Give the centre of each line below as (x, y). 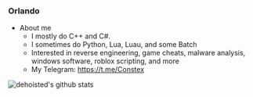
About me (35, 28)
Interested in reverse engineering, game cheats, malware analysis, (138, 53)
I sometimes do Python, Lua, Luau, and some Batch (114, 45)
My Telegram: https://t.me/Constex (88, 70)
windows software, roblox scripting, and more (105, 61)
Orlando (24, 11)
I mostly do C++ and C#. (71, 36)
